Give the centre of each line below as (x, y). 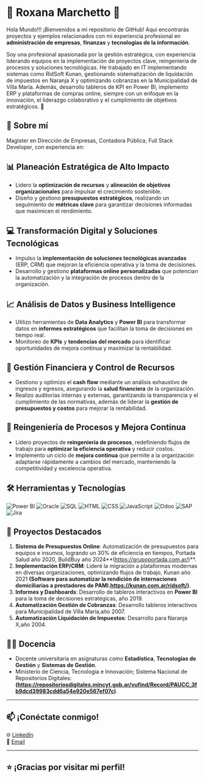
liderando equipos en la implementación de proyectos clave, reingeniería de (102, 61)
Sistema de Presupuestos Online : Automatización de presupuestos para (107, 546)
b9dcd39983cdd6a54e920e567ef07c (65, 691)
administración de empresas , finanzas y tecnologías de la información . (98, 42)
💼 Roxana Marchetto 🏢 (63, 13)
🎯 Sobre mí (27, 126)
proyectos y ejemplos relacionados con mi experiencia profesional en (94, 36)
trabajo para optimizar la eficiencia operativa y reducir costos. (95, 448)
